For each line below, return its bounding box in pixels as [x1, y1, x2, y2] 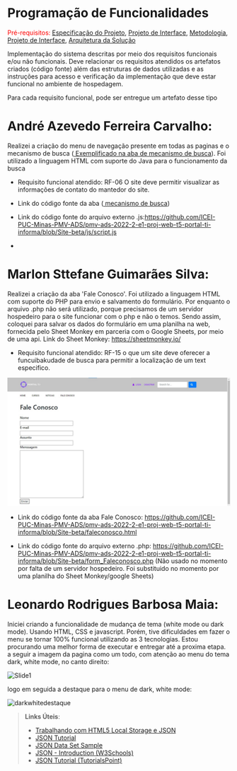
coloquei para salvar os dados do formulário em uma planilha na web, [7, 320, 211, 328]
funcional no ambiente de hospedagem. [7, 79, 124, 88]
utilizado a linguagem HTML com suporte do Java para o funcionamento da [7, 156, 228, 165]
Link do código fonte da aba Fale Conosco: [17, 513, 144, 521]
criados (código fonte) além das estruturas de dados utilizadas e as [7, 64, 204, 73]
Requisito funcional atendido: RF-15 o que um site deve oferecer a [17, 348, 210, 356]
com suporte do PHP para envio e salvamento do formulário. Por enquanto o [7, 297, 231, 306]
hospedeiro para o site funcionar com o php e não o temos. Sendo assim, [7, 312, 221, 320]
